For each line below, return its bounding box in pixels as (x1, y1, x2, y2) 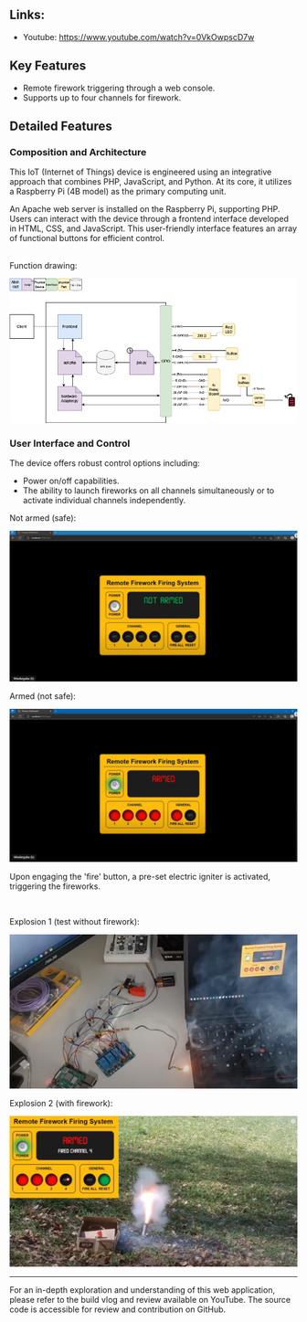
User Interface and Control (9, 438, 131, 450)
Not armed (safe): (9, 513, 77, 524)
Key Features (9, 58, 87, 74)
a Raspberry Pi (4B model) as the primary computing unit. (9, 186, 227, 197)
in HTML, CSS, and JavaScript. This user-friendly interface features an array (9, 223, 298, 234)
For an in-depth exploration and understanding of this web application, (9, 1284, 276, 1296)
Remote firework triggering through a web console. (22, 82, 216, 93)
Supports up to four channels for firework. (22, 91, 182, 103)
